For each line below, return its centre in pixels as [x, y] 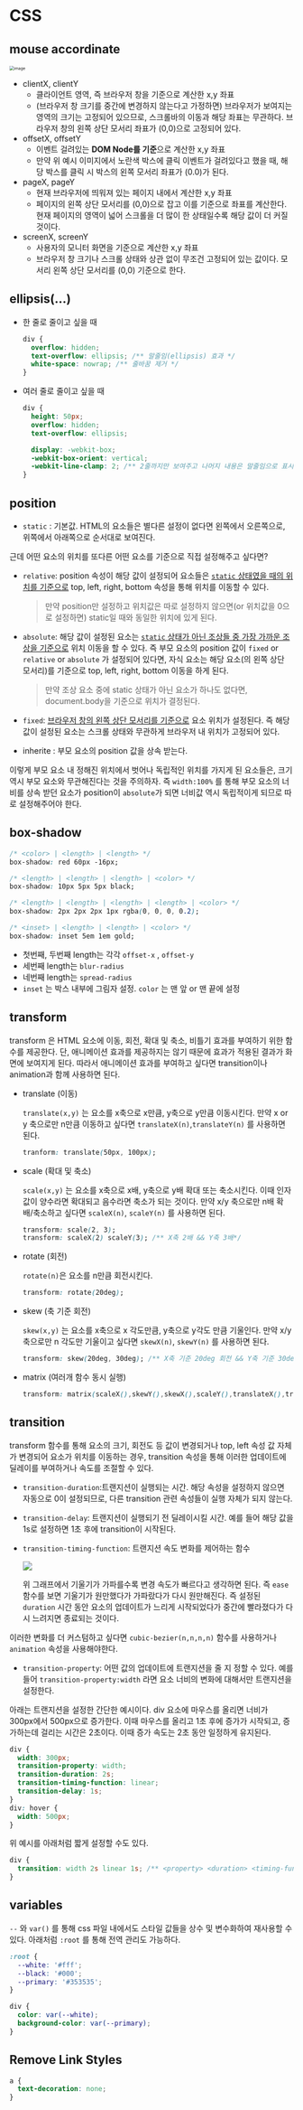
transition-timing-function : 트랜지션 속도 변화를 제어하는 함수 [136, 1548]
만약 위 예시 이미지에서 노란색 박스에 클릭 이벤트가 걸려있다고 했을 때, [157, 160]
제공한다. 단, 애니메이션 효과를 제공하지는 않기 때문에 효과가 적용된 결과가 [155, 1051]
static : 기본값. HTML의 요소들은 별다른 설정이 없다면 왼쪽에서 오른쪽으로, [154, 526]
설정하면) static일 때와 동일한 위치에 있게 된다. [136, 617]
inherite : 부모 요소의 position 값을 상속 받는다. [105, 750]
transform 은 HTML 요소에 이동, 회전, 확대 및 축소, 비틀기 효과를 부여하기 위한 [147, 1040]
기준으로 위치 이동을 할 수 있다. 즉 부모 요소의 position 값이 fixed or [159, 648]
